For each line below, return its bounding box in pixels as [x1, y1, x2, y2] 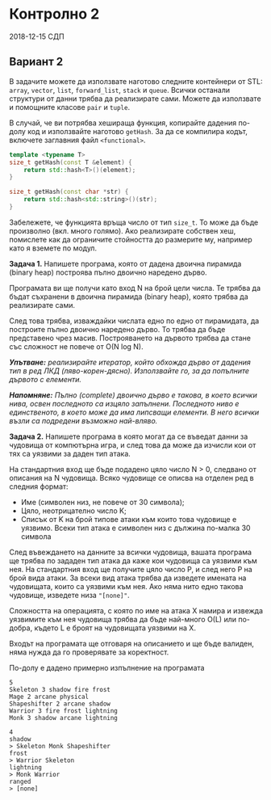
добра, [9, 623, 33, 633]
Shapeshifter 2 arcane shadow [9, 700, 111, 708]
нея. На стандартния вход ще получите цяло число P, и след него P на [9, 564, 252, 574]
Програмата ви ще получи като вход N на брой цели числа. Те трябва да [9, 283, 261, 293]
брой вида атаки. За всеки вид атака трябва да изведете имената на [9, 573, 247, 583]
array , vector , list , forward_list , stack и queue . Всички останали [9, 85, 231, 95]
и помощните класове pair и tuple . [9, 102, 131, 112]
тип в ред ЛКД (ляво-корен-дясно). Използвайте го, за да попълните [9, 365, 249, 376]
